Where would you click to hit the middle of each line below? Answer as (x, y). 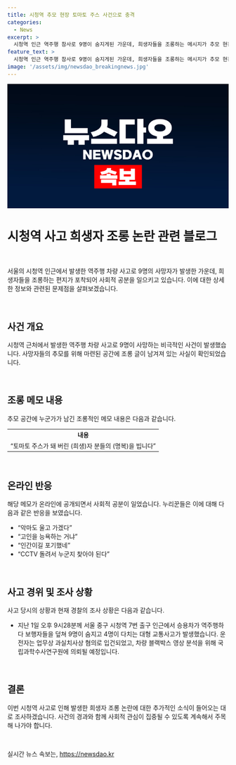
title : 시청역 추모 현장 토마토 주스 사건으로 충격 (71, 15)
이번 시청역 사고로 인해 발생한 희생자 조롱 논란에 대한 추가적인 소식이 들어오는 (113, 707)
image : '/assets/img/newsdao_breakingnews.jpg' (78, 67)
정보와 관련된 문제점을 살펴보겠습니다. (66, 289)
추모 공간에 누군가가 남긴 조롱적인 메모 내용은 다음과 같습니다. (92, 418)
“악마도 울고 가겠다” (45, 528)
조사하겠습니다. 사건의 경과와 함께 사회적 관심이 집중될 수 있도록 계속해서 (114, 716)
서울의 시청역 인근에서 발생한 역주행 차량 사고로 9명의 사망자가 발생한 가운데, (112, 271)
